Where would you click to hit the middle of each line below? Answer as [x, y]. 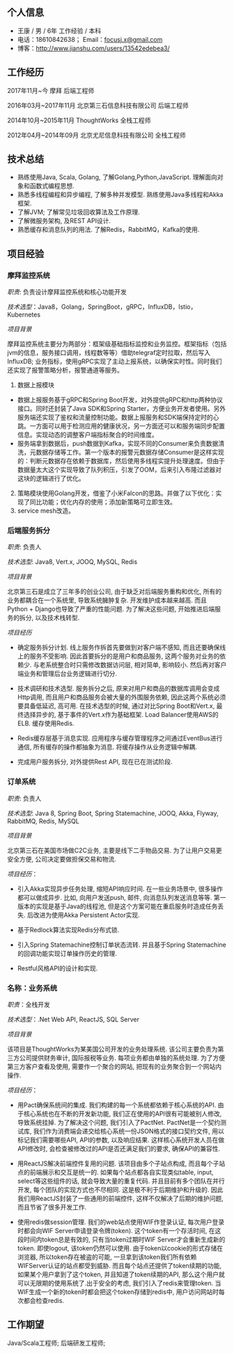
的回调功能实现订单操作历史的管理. [67, 953]
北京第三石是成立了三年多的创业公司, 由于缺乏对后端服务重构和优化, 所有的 [114, 592]
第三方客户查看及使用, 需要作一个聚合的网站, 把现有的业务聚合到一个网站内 [114, 1067]
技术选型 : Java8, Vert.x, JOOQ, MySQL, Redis [72, 562]
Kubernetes [24, 315]
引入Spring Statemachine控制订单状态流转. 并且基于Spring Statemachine [122, 945]
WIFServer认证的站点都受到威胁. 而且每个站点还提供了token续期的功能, [119, 1266]
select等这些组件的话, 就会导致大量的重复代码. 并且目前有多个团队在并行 [121, 1181]
